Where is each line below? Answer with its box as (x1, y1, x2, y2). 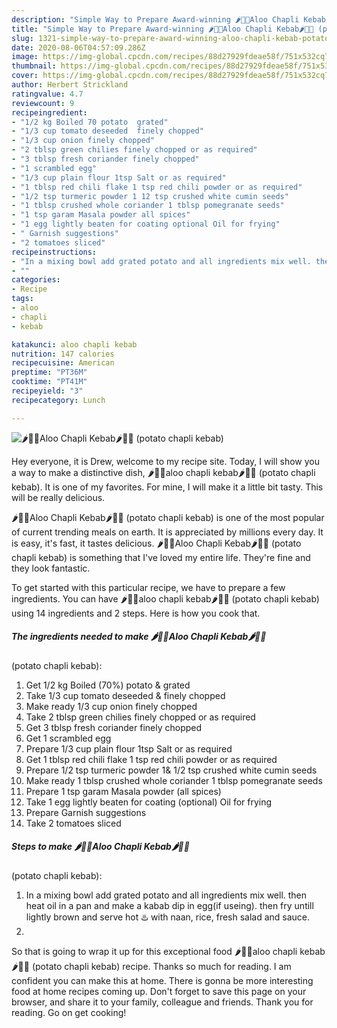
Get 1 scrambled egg (25, 732, 112, 744)
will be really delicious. (11, 491, 106, 503)
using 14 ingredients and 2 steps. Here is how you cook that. (11, 607, 261, 619)
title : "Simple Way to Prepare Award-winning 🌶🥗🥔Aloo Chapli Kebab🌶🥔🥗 (11, 24, 314, 34)
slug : (11, 33, 34, 43)
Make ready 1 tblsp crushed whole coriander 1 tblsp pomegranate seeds (25, 774, 323, 786)
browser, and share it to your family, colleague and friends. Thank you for (11, 996, 314, 1008)
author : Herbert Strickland (11, 80, 129, 90)
